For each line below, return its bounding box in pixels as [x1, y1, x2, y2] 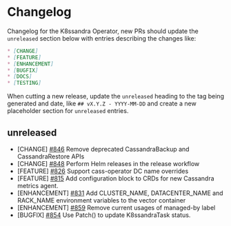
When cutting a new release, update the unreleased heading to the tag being [7, 92, 224, 101]
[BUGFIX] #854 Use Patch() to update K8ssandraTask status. [17, 211, 191, 219]
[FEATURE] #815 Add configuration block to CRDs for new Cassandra [17, 174, 215, 183]
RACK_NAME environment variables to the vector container [17, 196, 186, 204]
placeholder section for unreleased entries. [7, 107, 129, 115]
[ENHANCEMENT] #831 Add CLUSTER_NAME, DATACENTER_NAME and [17, 189, 223, 197]
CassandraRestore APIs [17, 152, 85, 161]
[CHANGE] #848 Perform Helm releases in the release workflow [17, 160, 200, 167]
